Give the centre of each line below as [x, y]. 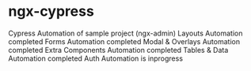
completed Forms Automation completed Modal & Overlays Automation [124, 41]
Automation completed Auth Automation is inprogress [96, 58]
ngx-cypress [51, 11]
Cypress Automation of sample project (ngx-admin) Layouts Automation [125, 33]
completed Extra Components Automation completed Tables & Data [118, 50]
